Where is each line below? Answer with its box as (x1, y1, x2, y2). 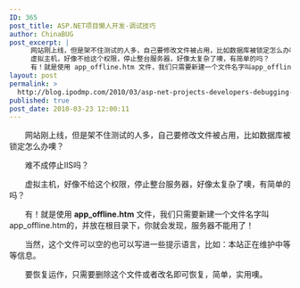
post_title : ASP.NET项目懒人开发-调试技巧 (9, 21, 156, 30)
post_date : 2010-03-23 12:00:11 (9, 104, 129, 113)
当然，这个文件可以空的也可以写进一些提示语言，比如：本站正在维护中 (24, 239, 283, 250)
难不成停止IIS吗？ (24, 160, 89, 170)
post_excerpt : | (9, 37, 70, 47)
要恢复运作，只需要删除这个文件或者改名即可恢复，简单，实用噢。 (24, 269, 268, 280)
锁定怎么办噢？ (9, 141, 64, 152)
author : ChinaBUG (9, 29, 74, 38)
